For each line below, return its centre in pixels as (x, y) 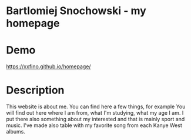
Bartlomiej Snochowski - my (76, 11)
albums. (16, 132)
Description (35, 90)
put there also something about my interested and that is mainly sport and (95, 119)
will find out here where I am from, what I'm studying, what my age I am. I (95, 113)
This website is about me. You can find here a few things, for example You (96, 106)
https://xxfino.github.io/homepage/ (48, 66)
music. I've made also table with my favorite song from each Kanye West (94, 125)
